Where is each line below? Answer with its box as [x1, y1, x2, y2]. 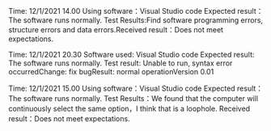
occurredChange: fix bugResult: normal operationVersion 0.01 [8, 67, 214, 76]
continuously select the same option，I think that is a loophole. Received [8, 104, 251, 113]
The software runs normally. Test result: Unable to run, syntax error [8, 58, 233, 68]
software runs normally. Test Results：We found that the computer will [23, 94, 259, 103]
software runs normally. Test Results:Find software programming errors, [23, 15, 264, 25]
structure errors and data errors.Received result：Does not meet [8, 25, 224, 34]
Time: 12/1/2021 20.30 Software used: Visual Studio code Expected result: [8, 50, 255, 59]
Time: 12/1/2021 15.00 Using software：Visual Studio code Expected [8, 83, 236, 93]
